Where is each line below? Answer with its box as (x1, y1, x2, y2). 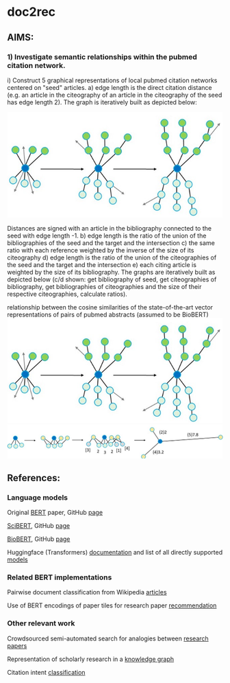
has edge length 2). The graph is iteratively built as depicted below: (7, 97, 197, 106)
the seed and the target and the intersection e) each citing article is (7, 260, 197, 268)
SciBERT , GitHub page (7, 522, 71, 530)
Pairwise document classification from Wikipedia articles (7, 588, 167, 597)
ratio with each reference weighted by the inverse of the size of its (7, 246, 194, 254)
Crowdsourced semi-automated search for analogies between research (7, 634, 209, 643)
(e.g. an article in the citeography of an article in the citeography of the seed (7, 91, 222, 99)
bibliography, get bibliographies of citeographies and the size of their (7, 282, 202, 290)
